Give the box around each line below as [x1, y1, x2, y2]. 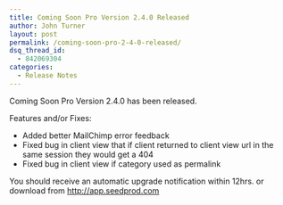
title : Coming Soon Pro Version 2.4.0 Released [9, 12, 190, 22]
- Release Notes [17, 71, 78, 80]
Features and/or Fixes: [9, 112, 92, 123]
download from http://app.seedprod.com [9, 184, 160, 196]
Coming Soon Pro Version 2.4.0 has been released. [9, 95, 198, 106]
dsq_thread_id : [9, 46, 66, 55]
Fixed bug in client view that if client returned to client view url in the [21, 139, 274, 150]
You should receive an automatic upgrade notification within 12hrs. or [9, 176, 264, 186]
